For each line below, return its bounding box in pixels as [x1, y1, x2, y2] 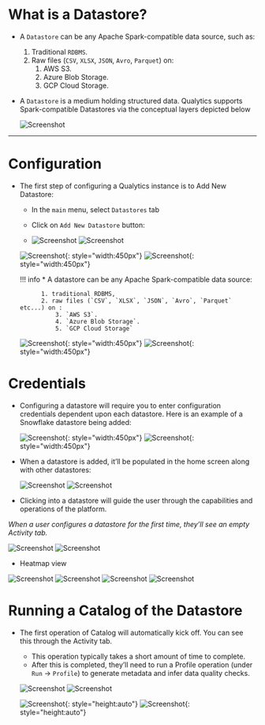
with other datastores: [19, 465, 91, 474]
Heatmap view [19, 558, 67, 567]
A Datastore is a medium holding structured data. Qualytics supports [19, 96, 243, 105]
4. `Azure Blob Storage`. [54, 317, 140, 325]
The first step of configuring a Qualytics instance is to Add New [19, 180, 227, 191]
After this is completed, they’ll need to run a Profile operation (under [31, 659, 253, 670]
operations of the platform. [19, 504, 107, 514]
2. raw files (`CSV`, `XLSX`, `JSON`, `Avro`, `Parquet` [40, 297, 233, 305]
